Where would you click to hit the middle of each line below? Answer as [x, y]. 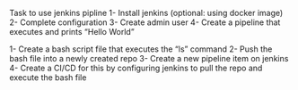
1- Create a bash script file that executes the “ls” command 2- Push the [141, 49]
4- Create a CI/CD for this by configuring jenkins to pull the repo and [136, 68]
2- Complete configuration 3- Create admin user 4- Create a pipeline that [145, 22]
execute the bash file [48, 78]
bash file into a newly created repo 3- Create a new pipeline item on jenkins [149, 58]
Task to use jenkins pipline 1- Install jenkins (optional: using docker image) [146, 13]
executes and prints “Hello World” [72, 32]
